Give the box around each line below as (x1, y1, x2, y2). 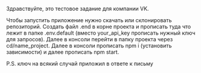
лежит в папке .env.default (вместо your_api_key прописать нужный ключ (6, 29, 196, 36)
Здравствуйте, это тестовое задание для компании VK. (6, 5, 149, 12)
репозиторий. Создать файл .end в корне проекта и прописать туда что (6, 23, 191, 30)
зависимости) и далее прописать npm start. (6, 48, 120, 56)
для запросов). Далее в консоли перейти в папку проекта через (6, 36, 173, 42)
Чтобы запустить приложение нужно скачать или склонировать (6, 17, 172, 23)
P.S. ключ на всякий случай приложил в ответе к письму (6, 60, 154, 67)
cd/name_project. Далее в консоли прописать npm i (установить (6, 42, 172, 49)
